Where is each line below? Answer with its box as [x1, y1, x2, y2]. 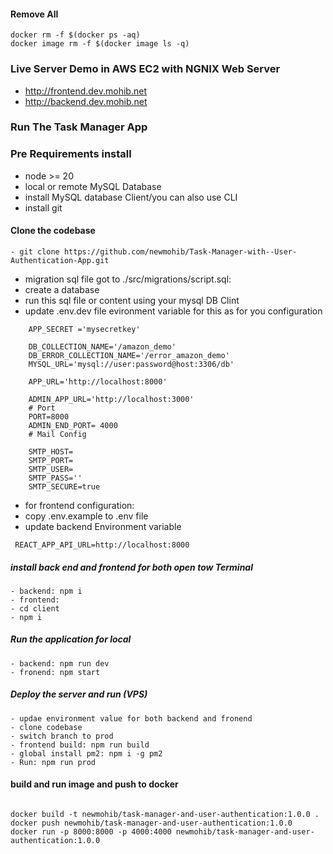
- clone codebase [10, 722, 83, 732]
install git [24, 201, 63, 214]
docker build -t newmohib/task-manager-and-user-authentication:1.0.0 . [10, 810, 320, 820]
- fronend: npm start [10, 667, 101, 677]
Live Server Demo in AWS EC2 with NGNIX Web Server [10, 62, 281, 76]
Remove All [10, 8, 59, 20]
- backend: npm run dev [10, 658, 110, 669]
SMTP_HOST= [28, 446, 74, 457]
